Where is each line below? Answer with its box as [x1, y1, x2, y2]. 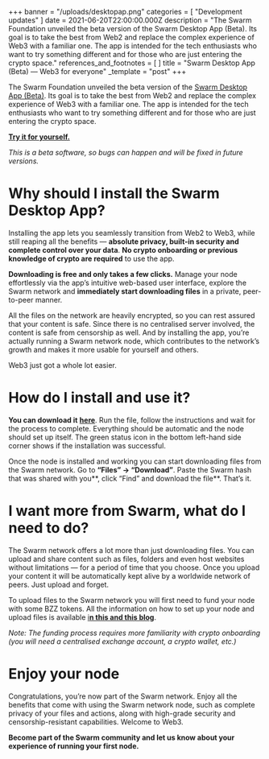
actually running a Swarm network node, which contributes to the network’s [8, 336, 260, 345]
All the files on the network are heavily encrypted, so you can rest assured [8, 310, 255, 320]
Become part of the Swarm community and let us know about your [8, 732, 235, 742]
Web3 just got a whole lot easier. [8, 360, 117, 369]
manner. [35, 295, 63, 304]
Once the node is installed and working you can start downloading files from [8, 456, 262, 466]
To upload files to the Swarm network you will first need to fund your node [8, 595, 255, 604]
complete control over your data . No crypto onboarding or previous [8, 245, 238, 254]
